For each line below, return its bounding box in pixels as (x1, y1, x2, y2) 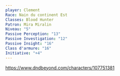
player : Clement (5, 7, 40, 13)
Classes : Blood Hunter (5, 17, 54, 22)
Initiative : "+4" (5, 50, 43, 55)
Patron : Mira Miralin (5, 22, 52, 27)
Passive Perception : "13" (5, 31, 61, 36)
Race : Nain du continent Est (5, 12, 68, 17)
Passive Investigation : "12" (5, 36, 68, 42)
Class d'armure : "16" (5, 46, 52, 51)
